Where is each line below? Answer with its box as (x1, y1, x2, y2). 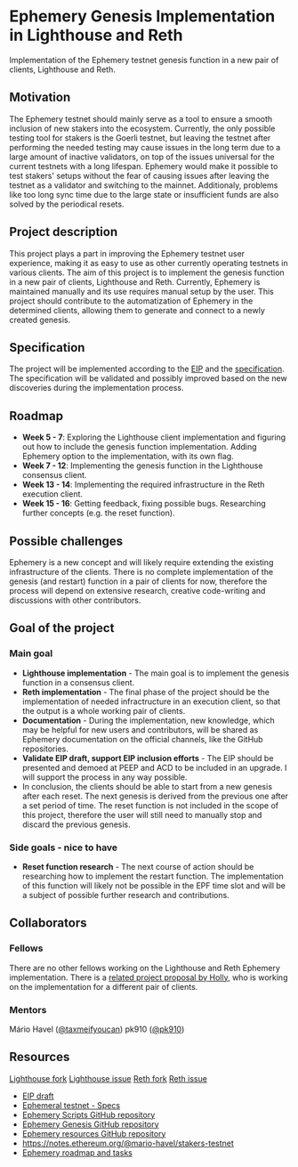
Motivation (9, 90, 71, 105)
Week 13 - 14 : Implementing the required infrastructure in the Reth (21, 479, 265, 490)
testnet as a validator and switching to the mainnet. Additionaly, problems (9, 180, 278, 190)
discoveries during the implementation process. (9, 383, 184, 393)
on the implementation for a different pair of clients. (9, 981, 198, 992)
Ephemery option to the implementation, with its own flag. (21, 451, 234, 462)
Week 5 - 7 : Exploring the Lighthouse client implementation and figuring (21, 432, 286, 442)
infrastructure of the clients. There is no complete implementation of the (9, 567, 274, 577)
